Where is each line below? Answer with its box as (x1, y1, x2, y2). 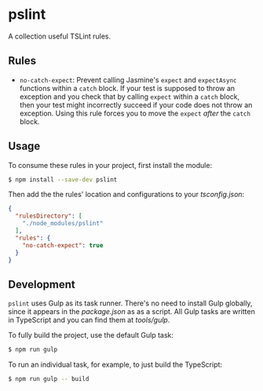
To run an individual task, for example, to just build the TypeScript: (8, 360, 222, 370)
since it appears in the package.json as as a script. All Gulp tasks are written (8, 307, 255, 316)
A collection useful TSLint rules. (8, 31, 111, 41)
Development (8, 277, 76, 291)
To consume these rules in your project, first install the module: (8, 160, 213, 170)
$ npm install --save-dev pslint (8, 175, 118, 184)
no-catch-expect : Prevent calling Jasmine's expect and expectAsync (19, 75, 237, 84)
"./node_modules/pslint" (22, 220, 104, 228)
